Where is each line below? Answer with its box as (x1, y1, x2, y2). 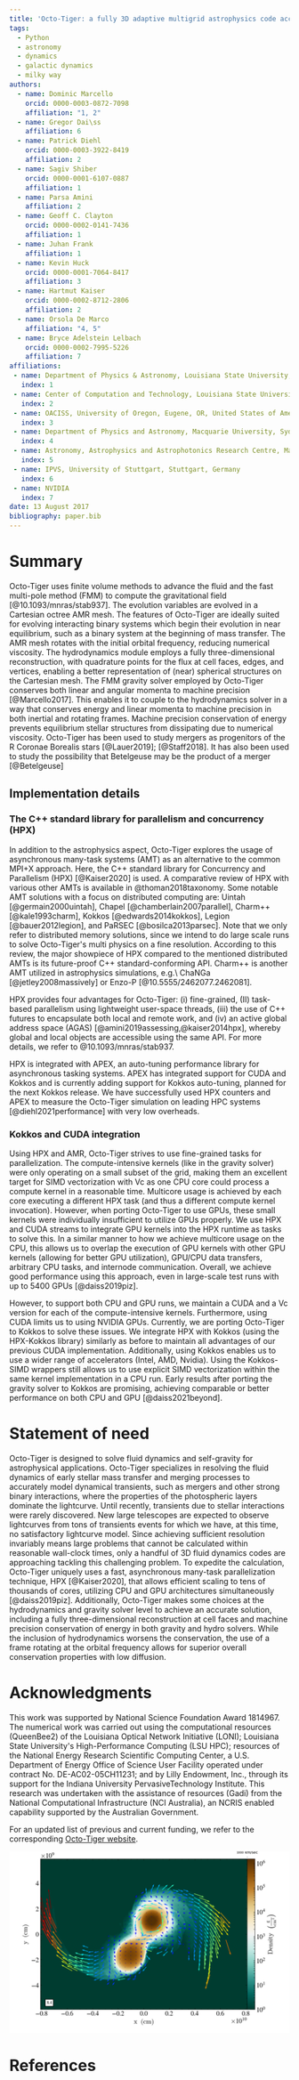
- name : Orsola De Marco (17, 314, 109, 324)
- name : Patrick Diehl (17, 136, 101, 146)
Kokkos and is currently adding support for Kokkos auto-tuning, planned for (9, 1077, 287, 1088)
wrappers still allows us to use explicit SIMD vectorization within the (30, 1364, 280, 1374)
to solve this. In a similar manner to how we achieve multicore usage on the (9, 1233, 285, 1243)
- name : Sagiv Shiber (17, 165, 98, 174)
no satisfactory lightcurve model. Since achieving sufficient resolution (9, 1528, 265, 1539)
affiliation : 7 (25, 352, 82, 361)
